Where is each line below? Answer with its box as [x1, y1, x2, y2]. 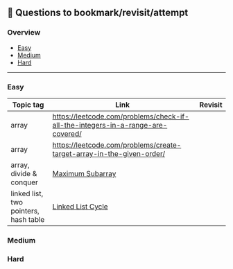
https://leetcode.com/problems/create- [52, 140, 182, 150]
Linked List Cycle [52, 202, 109, 211]
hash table [10, 214, 45, 224]
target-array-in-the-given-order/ [52, 148, 165, 158]
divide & [10, 168, 37, 178]
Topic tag [12, 100, 44, 110]
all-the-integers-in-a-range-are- [52, 120, 168, 130]
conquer [10, 177, 38, 187]
